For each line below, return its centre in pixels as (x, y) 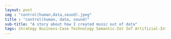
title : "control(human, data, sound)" (47, 19)
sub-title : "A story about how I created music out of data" (71, 24)
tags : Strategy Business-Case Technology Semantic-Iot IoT (69, 29)
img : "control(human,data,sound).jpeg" (48, 15)
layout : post (19, 10)
